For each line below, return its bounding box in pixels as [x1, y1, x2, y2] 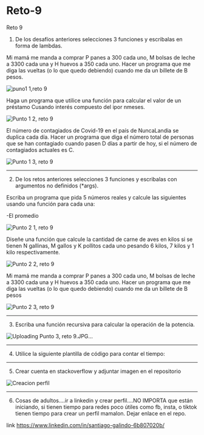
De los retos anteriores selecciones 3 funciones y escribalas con [15, 175, 177, 183]
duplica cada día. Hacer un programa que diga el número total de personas [6, 133, 194, 141]
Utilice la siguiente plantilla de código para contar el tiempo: [15, 350, 165, 357]
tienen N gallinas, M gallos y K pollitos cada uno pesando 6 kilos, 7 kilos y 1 [6, 242, 194, 249]
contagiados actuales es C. [6, 146, 75, 153]
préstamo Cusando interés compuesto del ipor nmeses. [6, 103, 146, 110]
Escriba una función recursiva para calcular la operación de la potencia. [15, 321, 195, 328]
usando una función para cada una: [6, 200, 95, 207]
